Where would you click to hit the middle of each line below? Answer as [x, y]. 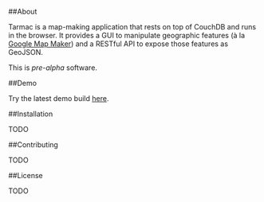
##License [26, 175]
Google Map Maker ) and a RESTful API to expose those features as [118, 44]
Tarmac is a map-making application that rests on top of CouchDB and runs [132, 27]
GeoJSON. [26, 52]
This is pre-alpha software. [53, 68]
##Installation [31, 114]
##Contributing [33, 145]
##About [23, 12]
